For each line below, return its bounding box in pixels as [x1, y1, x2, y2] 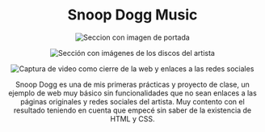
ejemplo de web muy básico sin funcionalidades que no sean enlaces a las [8, 87, 257, 98]
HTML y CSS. [110, 113, 155, 123]
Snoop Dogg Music [67, 6, 198, 24]
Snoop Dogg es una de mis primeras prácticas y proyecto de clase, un [15, 79, 250, 89]
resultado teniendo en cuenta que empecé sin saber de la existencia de [13, 105, 252, 115]
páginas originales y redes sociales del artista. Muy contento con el [20, 96, 245, 106]
